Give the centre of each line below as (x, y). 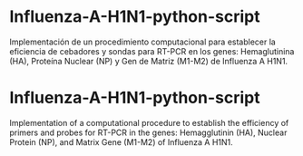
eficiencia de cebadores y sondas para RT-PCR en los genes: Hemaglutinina (152, 51)
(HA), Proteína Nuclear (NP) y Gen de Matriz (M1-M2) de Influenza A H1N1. (149, 61)
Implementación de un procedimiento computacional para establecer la (143, 42)
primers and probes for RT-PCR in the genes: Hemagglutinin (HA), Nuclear (148, 132)
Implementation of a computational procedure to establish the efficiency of (149, 122)
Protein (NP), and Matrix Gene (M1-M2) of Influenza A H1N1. (121, 141)
